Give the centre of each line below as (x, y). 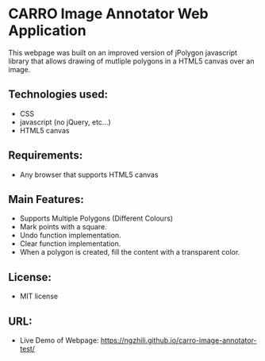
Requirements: (46, 156)
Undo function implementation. (70, 236)
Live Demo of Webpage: (59, 340)
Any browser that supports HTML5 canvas (89, 175)
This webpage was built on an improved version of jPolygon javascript (123, 52)
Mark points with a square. (63, 227)
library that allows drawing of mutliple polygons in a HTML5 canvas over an (131, 61)
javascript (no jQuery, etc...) (65, 122)
